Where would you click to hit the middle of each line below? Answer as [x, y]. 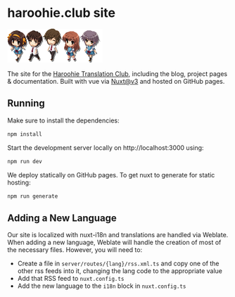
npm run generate [33, 196]
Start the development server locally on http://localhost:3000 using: [106, 147]
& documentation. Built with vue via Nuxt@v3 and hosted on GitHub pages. [116, 81]
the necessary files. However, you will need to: [75, 250]
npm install [25, 134]
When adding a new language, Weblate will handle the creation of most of [114, 242]
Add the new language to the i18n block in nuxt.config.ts [102, 286]
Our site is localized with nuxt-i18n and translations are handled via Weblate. [118, 235]
